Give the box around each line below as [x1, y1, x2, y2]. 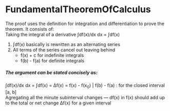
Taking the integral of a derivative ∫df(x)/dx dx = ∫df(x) [5, 31, 120, 37]
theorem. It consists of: [5, 26, 54, 32]
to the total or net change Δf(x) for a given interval [5, 100, 111, 106]
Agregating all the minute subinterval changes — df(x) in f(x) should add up [5, 94, 165, 100]
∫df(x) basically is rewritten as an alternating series [12, 41, 121, 47]
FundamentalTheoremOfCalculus [5, 4, 151, 15]
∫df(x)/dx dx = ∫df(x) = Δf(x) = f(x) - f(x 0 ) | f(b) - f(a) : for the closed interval [5, 82, 165, 90]
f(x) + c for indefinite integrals [20, 52, 84, 58]
